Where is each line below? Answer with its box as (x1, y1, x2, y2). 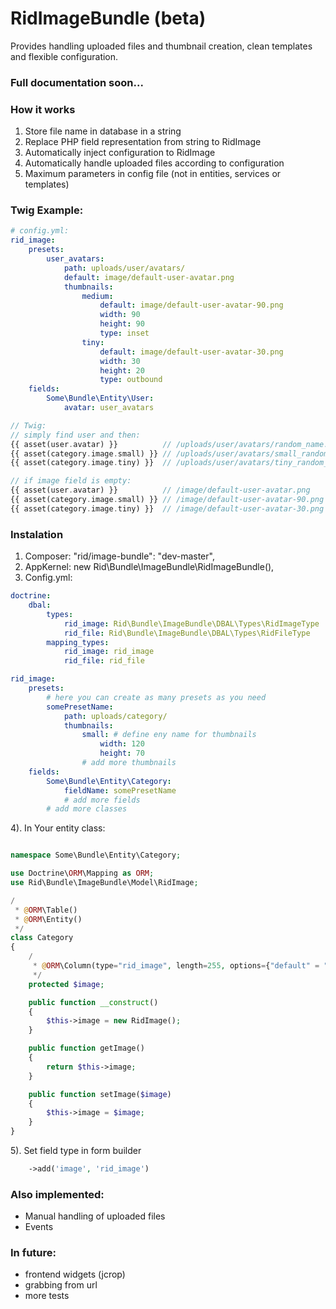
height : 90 (99, 319, 145, 329)
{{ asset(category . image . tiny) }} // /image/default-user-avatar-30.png (10, 503, 325, 514)
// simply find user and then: (10, 430, 141, 440)
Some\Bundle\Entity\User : (46, 393, 155, 404)
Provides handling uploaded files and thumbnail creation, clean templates (10, 40, 313, 52)
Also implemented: (10, 1187, 105, 1201)
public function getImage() (28, 1043, 145, 1054)
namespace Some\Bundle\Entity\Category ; (10, 850, 182, 861)
